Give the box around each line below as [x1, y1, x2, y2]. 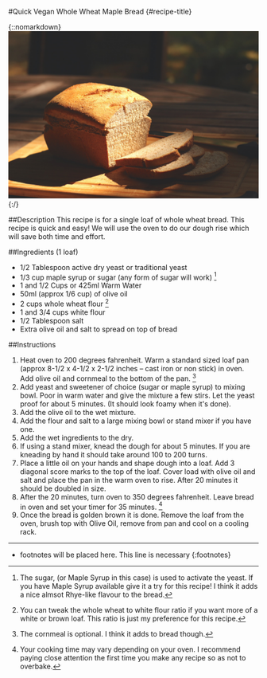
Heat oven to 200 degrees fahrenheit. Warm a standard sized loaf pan [19, 355, 250, 365]
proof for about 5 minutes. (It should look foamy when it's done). [19, 398, 232, 409]
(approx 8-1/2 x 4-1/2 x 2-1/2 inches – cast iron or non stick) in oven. [19, 363, 245, 373]
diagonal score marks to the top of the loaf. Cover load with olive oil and [19, 466, 256, 476]
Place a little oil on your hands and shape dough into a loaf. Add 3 [19, 458, 235, 468]
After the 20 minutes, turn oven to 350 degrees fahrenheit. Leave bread [19, 492, 254, 501]
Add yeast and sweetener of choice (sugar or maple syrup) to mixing [19, 382, 246, 391]
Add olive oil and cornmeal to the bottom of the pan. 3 [19, 372, 196, 383]
